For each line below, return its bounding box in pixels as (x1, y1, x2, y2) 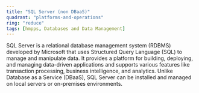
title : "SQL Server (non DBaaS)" (6, 8, 90, 15)
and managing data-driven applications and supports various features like (6, 61, 190, 68)
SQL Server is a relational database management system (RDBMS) (6, 42, 171, 49)
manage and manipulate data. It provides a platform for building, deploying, (6, 55, 193, 62)
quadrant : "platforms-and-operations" (6, 14, 104, 20)
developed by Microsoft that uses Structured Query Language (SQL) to (6, 49, 183, 56)
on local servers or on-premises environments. (6, 80, 122, 88)
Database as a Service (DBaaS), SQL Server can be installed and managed (6, 74, 192, 81)
